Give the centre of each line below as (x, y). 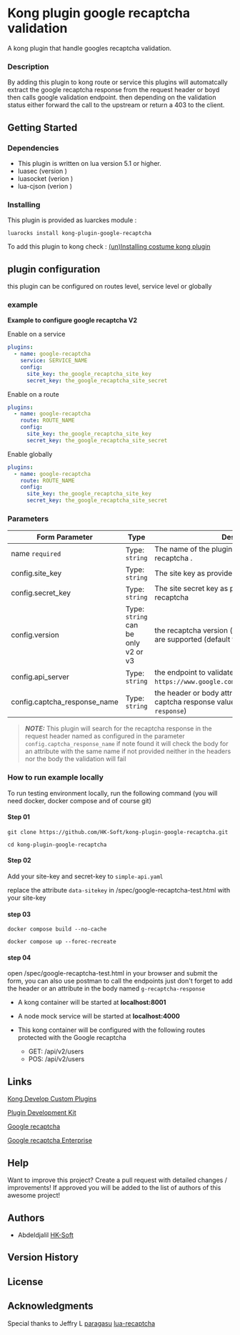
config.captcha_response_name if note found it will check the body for (126, 744)
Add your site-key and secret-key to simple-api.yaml (85, 876)
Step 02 (19, 860)
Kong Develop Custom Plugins (52, 1099)
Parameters (28, 518)
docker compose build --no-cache (57, 929)
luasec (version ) (42, 171)
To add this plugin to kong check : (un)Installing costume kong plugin (109, 247)
